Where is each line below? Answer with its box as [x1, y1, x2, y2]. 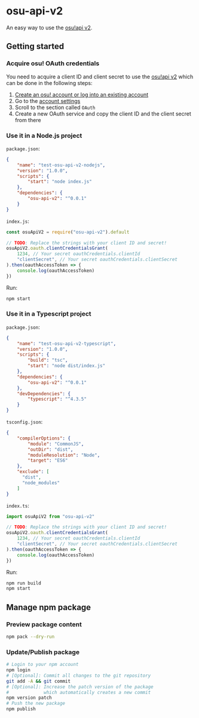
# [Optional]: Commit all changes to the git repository [6, 672, 151, 678]
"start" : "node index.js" [27, 178, 93, 185]
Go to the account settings [14, 97, 81, 104]
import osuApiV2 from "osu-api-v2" [6, 513, 95, 519]
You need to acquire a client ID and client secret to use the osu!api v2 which [6, 73, 194, 80]
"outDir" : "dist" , [27, 446, 74, 453]
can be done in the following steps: [6, 79, 93, 86]
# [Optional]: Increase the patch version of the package [6, 684, 154, 690]
